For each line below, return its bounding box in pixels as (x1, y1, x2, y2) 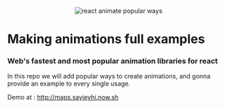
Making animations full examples (7, 32, 205, 47)
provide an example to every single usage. (7, 79, 130, 88)
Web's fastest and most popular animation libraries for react (7, 56, 219, 66)
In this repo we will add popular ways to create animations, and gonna (7, 72, 211, 81)
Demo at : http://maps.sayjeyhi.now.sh (7, 93, 118, 102)
